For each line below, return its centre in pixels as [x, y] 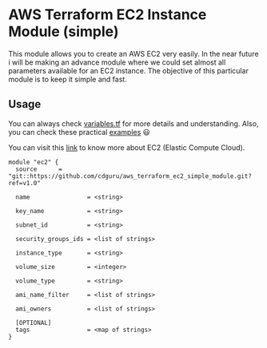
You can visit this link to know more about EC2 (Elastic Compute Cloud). [127, 147]
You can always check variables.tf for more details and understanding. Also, [133, 123]
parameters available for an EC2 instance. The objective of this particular [129, 70]
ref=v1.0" [25, 183]
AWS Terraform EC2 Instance [108, 15]
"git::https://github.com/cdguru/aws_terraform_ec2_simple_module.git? [130, 176]
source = [39, 169]
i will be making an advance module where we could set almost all [117, 62]
